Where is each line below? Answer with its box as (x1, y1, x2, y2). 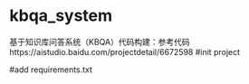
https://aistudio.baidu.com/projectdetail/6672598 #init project (9, 46, 241, 57)
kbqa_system (9, 5, 113, 26)
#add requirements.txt (9, 64, 93, 75)
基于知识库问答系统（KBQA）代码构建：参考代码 (9, 36, 190, 47)
